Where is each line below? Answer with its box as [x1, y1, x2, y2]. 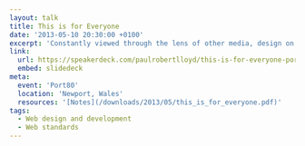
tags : [9, 106, 30, 115]
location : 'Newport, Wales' [17, 89, 124, 98]
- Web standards [17, 123, 79, 132]
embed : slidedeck [17, 64, 84, 73]
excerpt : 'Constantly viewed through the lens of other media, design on [9, 38, 295, 48]
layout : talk [9, 13, 59, 23]
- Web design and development [17, 114, 132, 123]
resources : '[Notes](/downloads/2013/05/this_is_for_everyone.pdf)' [17, 97, 282, 107]
